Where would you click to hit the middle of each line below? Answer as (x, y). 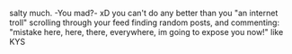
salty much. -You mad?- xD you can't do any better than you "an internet (144, 13)
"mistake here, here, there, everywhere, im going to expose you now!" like (146, 32)
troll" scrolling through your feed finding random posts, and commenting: (145, 22)
